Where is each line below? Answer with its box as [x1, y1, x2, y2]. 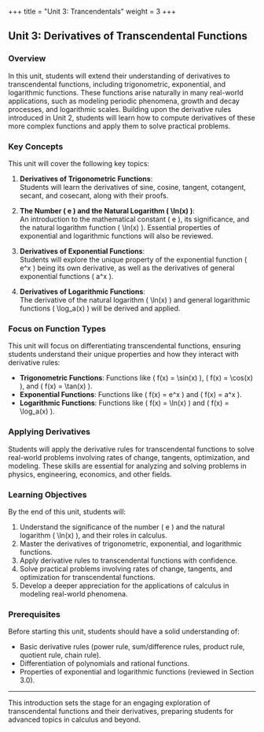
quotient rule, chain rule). [19, 650, 101, 660]
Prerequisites [8, 608, 60, 619]
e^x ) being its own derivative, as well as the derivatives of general [19, 263, 235, 273]
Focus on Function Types [8, 323, 106, 334]
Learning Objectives [8, 489, 88, 500]
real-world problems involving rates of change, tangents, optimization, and [8, 452, 250, 462]
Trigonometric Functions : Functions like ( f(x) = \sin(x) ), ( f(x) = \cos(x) [19, 373, 254, 383]
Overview [8, 53, 46, 64]
